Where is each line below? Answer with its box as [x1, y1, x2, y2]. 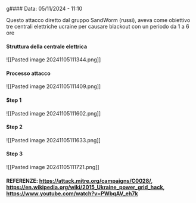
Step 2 [6, 123, 23, 130]
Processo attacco [6, 70, 51, 77]
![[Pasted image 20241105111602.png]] [6, 110, 101, 117]
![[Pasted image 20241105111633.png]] [6, 136, 101, 143]
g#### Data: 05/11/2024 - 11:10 [6, 5, 83, 12]
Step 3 [6, 150, 23, 157]
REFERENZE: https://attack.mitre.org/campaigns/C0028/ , [6, 177, 153, 184]
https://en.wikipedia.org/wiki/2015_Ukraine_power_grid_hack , [6, 183, 165, 190]
